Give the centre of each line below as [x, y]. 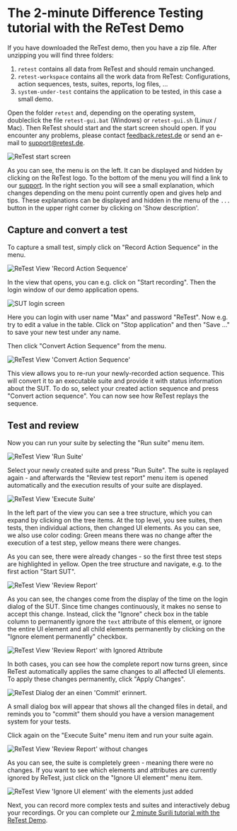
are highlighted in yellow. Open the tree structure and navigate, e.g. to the [115, 563]
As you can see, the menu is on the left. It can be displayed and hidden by [115, 170]
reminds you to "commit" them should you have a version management [111, 713]
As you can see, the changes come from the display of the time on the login [118, 599]
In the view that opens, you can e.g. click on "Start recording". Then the [112, 282]
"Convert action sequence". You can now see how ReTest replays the [108, 396]
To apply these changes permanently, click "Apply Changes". [96, 679]
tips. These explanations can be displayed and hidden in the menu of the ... [119, 200]
